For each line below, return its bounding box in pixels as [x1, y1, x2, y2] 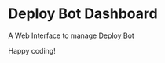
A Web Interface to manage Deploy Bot [8, 31, 135, 40]
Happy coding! [8, 46, 57, 55]
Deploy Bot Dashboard [8, 5, 159, 23]
